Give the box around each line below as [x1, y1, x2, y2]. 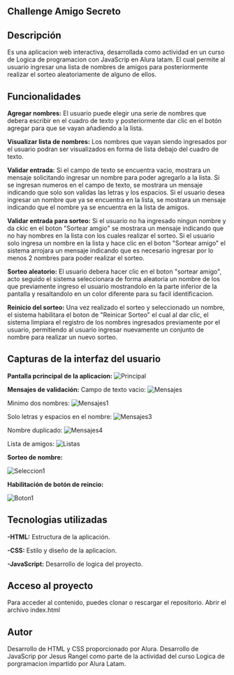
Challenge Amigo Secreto [7, 6, 121, 17]
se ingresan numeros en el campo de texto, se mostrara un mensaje [7, 181, 203, 190]
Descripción [7, 29, 61, 41]
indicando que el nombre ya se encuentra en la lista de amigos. [7, 203, 190, 212]
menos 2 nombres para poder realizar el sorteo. [7, 254, 145, 262]
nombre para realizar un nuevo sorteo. [7, 333, 118, 341]
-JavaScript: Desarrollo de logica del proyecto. [7, 560, 143, 568]
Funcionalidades [7, 90, 82, 102]
